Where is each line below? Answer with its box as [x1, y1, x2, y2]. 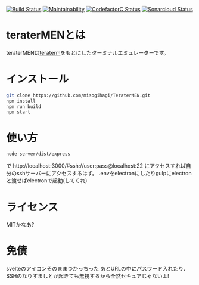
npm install [6, 98, 36, 104]
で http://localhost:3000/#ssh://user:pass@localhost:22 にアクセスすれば [6, 162, 186, 169]
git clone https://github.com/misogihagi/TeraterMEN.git [6, 92, 151, 98]
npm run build [6, 103, 42, 110]
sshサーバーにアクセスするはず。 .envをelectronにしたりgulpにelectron [16, 170, 192, 177]
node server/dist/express [6, 151, 70, 157]
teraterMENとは [6, 29, 86, 42]
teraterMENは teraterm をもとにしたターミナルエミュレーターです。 [6, 49, 169, 56]
